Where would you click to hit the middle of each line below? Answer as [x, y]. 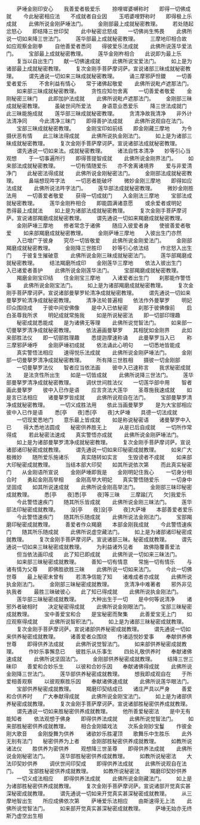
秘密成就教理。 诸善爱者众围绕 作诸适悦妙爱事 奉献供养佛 [107, 636]
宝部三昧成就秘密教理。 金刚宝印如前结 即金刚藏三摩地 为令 [104, 128]
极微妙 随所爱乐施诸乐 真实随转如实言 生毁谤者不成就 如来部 [99, 457]
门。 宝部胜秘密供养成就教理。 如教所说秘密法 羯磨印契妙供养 [96, 771]
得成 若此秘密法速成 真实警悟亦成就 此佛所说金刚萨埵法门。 [94, 435]
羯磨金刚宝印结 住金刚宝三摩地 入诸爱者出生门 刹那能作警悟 [104, 278]
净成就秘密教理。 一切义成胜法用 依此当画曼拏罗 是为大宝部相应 [99, 405]
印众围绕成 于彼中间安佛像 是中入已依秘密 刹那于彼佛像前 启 [99, 308]
